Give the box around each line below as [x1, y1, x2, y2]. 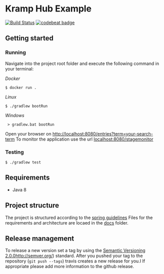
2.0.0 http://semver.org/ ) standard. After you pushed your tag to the [5, 253, 143, 259]
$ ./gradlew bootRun [5, 103, 48, 108]
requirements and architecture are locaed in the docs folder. [5, 219, 129, 225]
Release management [5, 234, 74, 242]
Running [5, 49, 26, 56]
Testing [5, 148, 24, 155]
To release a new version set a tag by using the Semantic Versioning [5, 247, 146, 253]
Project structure [5, 201, 59, 210]
